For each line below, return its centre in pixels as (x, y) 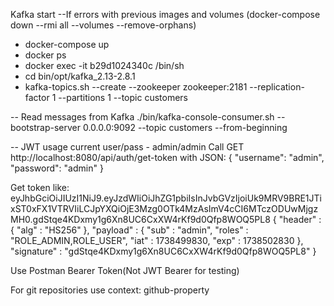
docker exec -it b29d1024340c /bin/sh (104, 65)
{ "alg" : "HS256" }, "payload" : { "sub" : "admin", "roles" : (129, 230)
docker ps (45, 55)
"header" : (300, 219)
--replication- (277, 87)
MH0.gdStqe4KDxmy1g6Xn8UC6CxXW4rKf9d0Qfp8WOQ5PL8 (140, 219)
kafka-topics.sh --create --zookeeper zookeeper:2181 (136, 87)
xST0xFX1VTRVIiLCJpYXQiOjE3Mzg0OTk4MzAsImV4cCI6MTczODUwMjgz (164, 208)
